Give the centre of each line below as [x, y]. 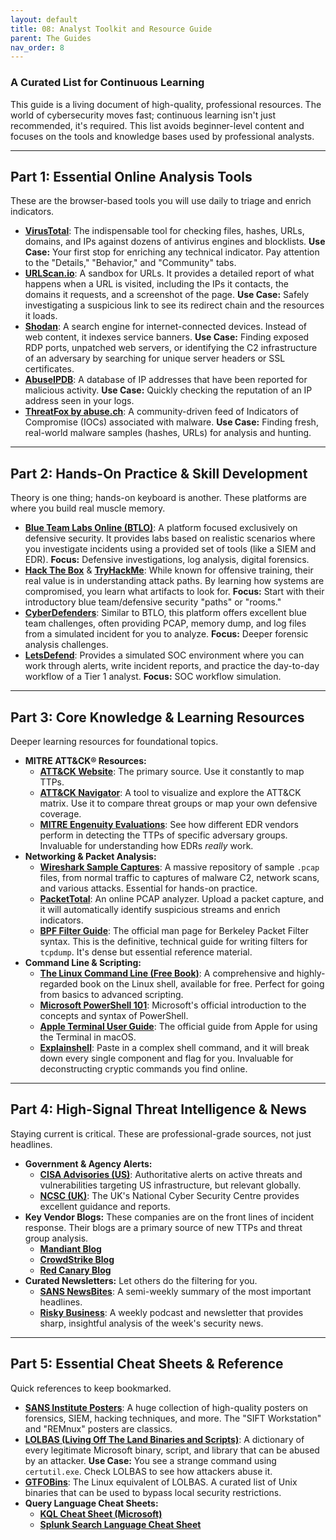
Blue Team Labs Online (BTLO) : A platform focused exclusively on [161, 528]
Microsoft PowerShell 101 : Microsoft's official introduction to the [173, 1005]
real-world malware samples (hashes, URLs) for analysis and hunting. [168, 433]
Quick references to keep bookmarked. [91, 1388]
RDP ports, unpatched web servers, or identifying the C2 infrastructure [171, 348]
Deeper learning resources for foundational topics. [114, 741]
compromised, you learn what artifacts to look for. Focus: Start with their [174, 592]
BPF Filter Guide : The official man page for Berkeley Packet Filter [174, 930]
